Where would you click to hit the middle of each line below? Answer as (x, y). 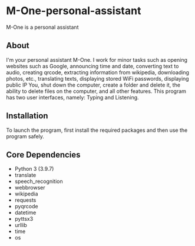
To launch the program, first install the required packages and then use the (97, 130)
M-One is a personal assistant (42, 27)
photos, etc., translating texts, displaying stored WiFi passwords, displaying (98, 78)
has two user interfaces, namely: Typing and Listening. (73, 97)
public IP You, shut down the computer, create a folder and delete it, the (93, 85)
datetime (25, 212)
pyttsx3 (24, 219)
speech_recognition (39, 181)
